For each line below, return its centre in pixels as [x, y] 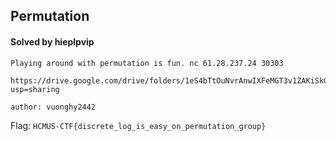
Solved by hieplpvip [52, 41]
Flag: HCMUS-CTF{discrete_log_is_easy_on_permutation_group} [138, 125]
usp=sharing [35, 89]
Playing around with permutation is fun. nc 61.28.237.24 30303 [147, 63]
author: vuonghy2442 [53, 107]
